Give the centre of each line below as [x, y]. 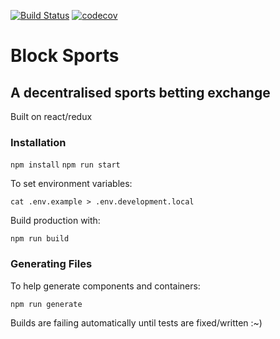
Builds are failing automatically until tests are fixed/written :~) [136, 322]
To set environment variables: [71, 184]
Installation [38, 142]
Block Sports [65, 56]
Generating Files [51, 264]
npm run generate [46, 304]
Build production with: [55, 221]
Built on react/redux [51, 116]
